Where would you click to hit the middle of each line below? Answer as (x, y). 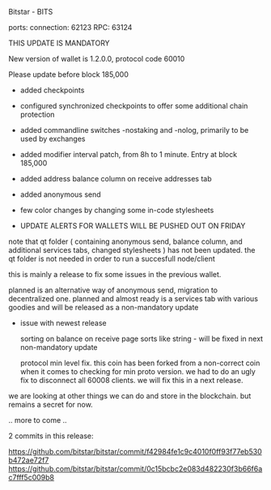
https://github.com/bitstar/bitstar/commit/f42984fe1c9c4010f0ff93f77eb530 (135, 452)
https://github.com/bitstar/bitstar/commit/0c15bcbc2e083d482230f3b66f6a (135, 469)
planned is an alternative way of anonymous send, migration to (113, 290)
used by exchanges (53, 138)
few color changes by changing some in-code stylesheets (117, 210)
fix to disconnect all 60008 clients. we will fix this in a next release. (131, 380)
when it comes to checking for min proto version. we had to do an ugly (138, 371)
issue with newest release (63, 323)
